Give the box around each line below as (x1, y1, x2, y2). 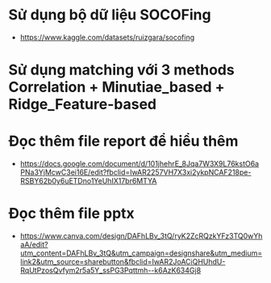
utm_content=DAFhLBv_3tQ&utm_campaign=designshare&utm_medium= (19, 248, 263, 258)
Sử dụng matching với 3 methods (8, 61, 236, 79)
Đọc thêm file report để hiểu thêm (8, 132, 239, 150)
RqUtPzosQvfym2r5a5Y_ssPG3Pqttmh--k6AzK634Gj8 (19, 265, 202, 275)
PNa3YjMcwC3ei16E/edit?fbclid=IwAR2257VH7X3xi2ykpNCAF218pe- (19, 167, 252, 177)
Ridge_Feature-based (8, 95, 157, 114)
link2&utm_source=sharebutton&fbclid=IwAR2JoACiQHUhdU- (19, 257, 226, 266)
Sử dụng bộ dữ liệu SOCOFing (8, 6, 211, 24)
